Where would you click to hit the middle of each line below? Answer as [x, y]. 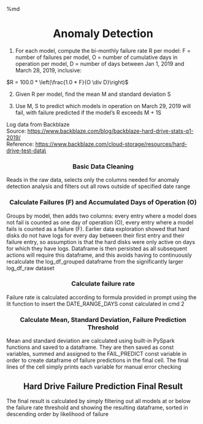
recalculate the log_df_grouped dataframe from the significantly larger [95, 261]
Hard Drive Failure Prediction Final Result [103, 386]
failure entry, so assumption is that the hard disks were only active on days [101, 241]
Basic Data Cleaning [103, 167]
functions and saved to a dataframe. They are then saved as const [90, 347]
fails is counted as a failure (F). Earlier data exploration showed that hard [98, 229]
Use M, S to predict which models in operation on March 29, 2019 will [103, 106]
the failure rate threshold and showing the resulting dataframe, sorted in [97, 407]
